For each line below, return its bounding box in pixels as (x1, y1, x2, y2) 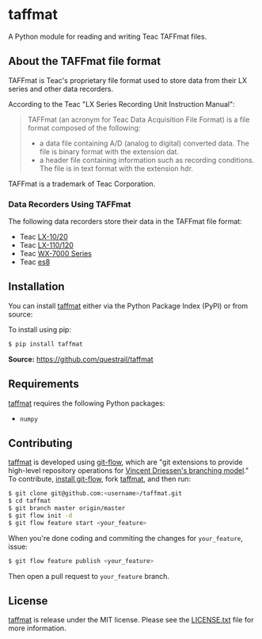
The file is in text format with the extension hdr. (39, 164, 194, 173)
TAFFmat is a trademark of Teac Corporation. (8, 179, 156, 188)
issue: (8, 542, 28, 551)
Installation (8, 280, 65, 293)
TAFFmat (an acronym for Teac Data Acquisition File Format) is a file (27, 115, 250, 124)
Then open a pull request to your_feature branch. (8, 571, 170, 580)
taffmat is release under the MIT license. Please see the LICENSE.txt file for (8, 615, 254, 625)
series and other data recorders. (8, 84, 114, 93)
